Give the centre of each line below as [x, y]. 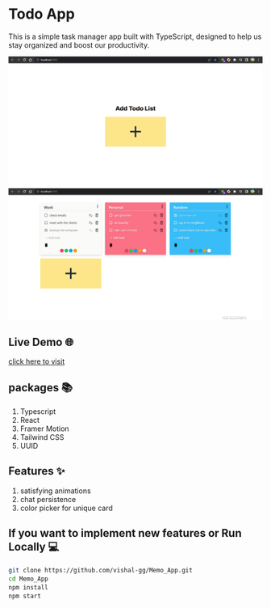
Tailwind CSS [42, 437]
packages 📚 [40, 388]
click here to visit [37, 361]
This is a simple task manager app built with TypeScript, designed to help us [135, 36]
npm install [28, 588]
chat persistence [48, 499]
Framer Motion [45, 429]
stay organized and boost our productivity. [79, 44]
